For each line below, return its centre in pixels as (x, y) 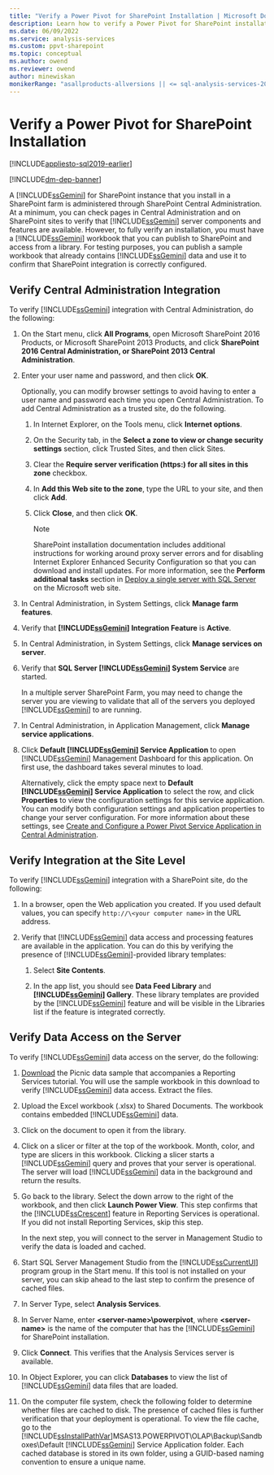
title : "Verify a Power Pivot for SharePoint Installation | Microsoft (133, 16)
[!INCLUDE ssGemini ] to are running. (81, 710)
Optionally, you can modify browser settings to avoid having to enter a (139, 392)
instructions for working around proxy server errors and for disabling (148, 553)
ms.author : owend (39, 62)
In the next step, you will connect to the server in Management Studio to (142, 1238)
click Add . (50, 497)
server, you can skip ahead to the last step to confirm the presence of (138, 1279)
